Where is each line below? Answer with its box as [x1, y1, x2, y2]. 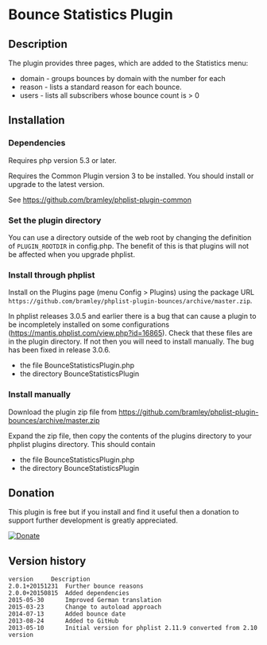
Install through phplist [8, 269, 95, 280]
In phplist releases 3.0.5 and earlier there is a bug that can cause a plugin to [8, 312, 257, 321]
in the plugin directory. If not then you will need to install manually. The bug [8, 336, 254, 347]
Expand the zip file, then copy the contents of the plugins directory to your [8, 431, 252, 441]
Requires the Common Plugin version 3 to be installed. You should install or [8, 171, 254, 181]
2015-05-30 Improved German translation [8, 596, 161, 604]
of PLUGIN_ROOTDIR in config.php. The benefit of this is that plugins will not [8, 241, 249, 251]
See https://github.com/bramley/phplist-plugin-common [8, 195, 192, 204]
